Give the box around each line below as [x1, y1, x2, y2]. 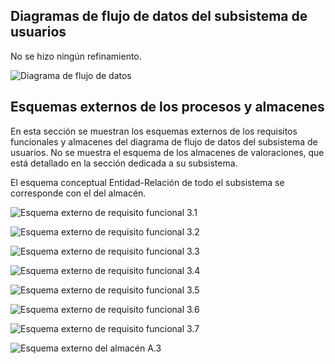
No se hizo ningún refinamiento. [10, 50, 142, 62]
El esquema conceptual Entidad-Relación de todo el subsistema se [10, 176, 285, 188]
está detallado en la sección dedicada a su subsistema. [10, 157, 238, 169]
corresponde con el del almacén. [10, 187, 147, 199]
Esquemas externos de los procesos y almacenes [10, 99, 325, 116]
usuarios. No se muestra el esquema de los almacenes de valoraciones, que [10, 146, 325, 158]
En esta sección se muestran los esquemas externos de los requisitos [10, 125, 298, 137]
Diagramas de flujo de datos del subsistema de [10, 8, 308, 25]
